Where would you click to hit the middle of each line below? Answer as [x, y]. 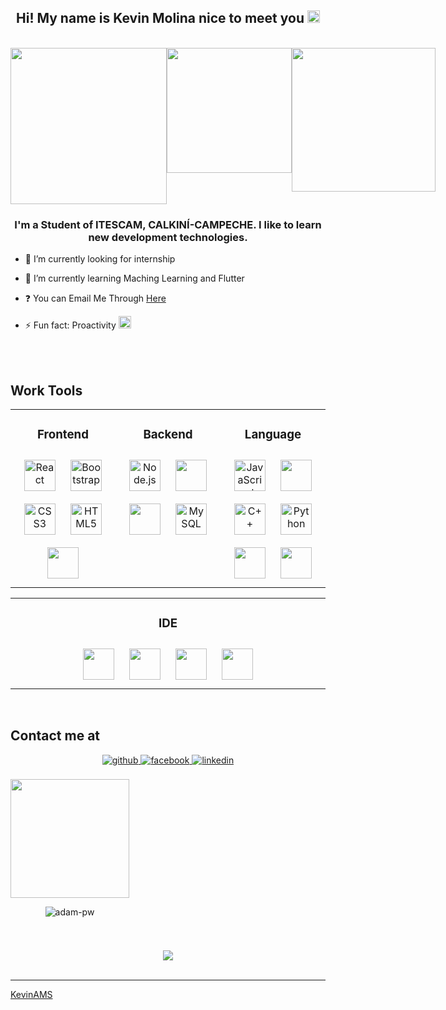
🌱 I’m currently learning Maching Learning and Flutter [134, 278]
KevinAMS [31, 994]
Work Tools [46, 390]
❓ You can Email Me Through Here [95, 298]
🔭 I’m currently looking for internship [100, 259]
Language [273, 435]
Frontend [63, 435]
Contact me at [55, 736]
